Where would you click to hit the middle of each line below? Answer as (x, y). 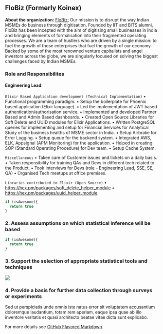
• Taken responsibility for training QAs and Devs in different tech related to (80, 162)
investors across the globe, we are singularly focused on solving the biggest (81, 56)
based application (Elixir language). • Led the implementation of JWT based (81, 106)
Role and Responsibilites (35, 74)
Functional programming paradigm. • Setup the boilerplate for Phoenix (76, 101)
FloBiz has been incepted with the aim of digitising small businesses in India (81, 30)
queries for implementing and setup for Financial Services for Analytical (77, 127)
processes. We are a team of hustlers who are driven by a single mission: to (81, 40)
